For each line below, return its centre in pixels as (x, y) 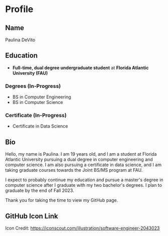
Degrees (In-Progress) (33, 86)
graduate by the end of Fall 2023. (40, 191)
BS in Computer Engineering (42, 97)
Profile (19, 9)
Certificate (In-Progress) (36, 115)
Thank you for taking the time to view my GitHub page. (62, 200)
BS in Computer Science (38, 102)
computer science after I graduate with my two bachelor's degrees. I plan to (83, 185)
